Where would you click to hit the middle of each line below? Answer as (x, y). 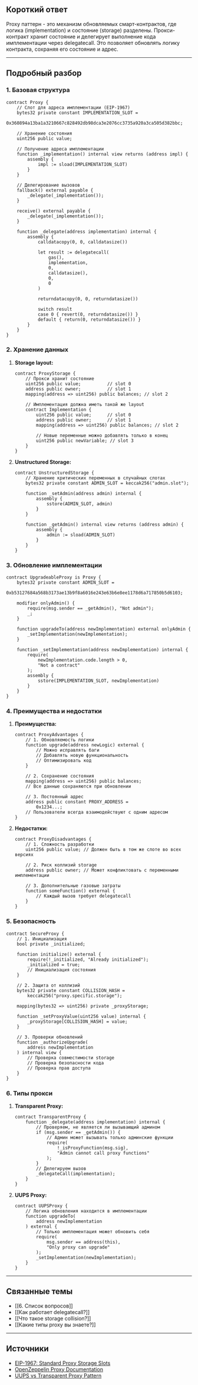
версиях (24, 855)
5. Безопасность (31, 921)
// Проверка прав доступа (59, 1068)
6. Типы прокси (29, 1093)
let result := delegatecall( (73, 252)
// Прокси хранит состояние (60, 378)
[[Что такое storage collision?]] (53, 1318)
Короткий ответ (37, 10)
